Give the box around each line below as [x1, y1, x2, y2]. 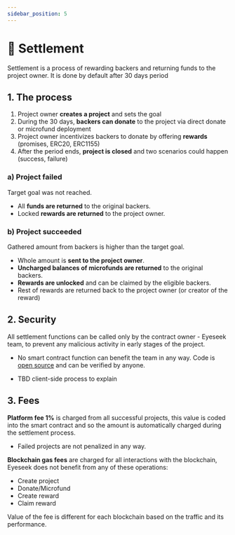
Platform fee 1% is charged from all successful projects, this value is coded [7, 413, 226, 421]
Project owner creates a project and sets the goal [17, 110, 162, 118]
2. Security [7, 313, 57, 326]
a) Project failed [7, 172, 62, 182]
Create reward [17, 492, 60, 500]
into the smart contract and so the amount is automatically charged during [7, 421, 222, 429]
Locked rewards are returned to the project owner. [17, 209, 166, 217]
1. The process [7, 91, 72, 103]
